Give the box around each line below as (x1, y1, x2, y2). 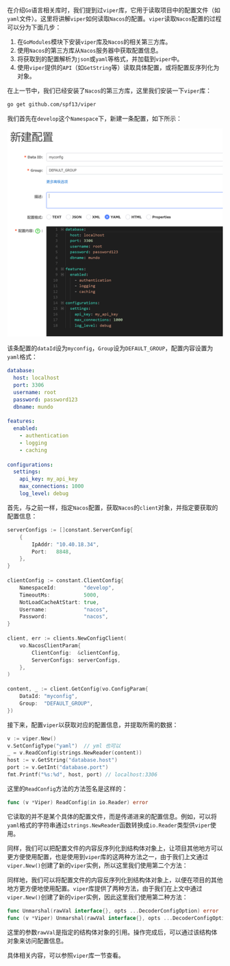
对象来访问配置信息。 (7, 937, 67, 945)
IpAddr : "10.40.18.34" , (31, 541, 99, 548)
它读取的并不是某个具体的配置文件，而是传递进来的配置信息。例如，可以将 (7, 812, 217, 821)
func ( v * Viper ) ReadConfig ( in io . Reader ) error (7, 799, 149, 806)
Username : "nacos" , (19, 606, 109, 613)
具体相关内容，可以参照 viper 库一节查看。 (7, 951, 125, 959)
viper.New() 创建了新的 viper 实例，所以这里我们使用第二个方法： (7, 861, 188, 869)
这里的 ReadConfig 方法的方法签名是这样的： (7, 784, 128, 793)
